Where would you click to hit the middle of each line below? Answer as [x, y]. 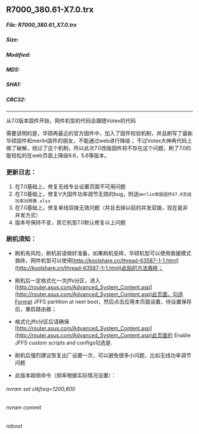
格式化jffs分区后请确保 [42, 322]
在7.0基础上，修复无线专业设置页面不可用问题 [70, 187]
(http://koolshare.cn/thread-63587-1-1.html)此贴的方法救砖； [89, 268]
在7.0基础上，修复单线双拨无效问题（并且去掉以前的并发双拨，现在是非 [101, 207]
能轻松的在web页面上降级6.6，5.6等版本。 [58, 156]
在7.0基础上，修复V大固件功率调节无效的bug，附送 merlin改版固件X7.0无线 [103, 194]
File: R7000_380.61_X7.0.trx [41, 25]
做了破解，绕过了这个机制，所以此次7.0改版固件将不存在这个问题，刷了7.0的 [99, 148]
